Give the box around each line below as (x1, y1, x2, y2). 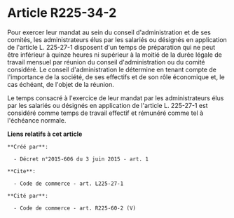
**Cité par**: (7, 192, 49, 199)
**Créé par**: (7, 143, 49, 150)
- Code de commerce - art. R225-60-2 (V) (13, 205, 137, 212)
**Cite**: (7, 168, 36, 175)
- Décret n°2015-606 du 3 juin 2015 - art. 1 (13, 156, 149, 163)
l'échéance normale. (7, 116, 67, 124)
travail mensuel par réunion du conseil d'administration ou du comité (7, 57, 205, 66)
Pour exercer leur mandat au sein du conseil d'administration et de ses (7, 28, 212, 36)
